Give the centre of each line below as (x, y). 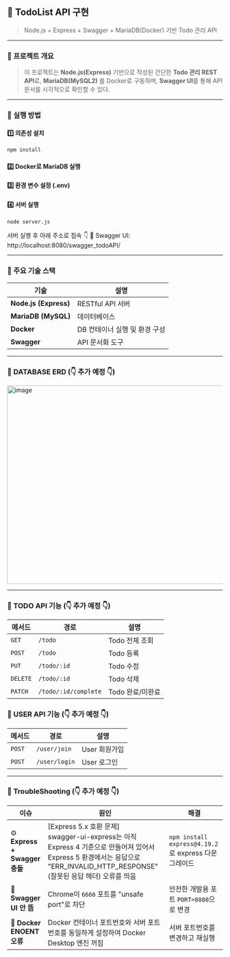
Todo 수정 (124, 666)
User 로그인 (100, 762)
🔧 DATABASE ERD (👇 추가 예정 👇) (61, 372)
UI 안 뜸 (22, 908)
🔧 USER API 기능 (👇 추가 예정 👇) (58, 714)
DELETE (21, 679)
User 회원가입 (103, 749)
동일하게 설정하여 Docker (107, 932)
